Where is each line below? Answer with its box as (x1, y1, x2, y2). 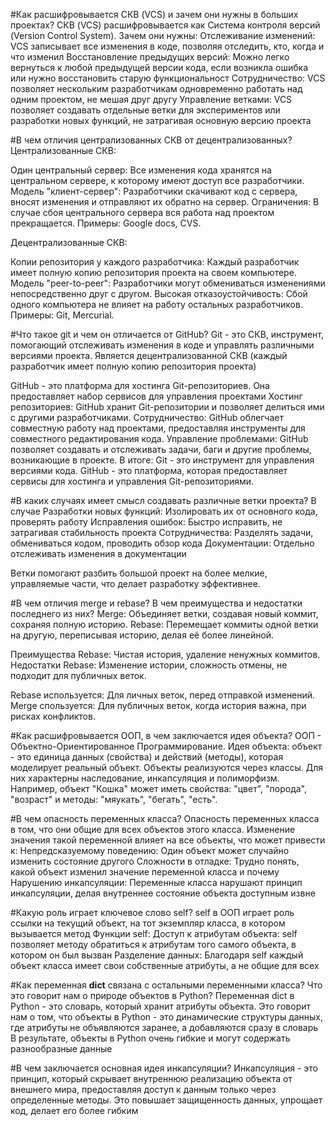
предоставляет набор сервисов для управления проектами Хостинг (10, 390, 303, 402)
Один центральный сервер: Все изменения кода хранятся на (10, 164, 272, 176)
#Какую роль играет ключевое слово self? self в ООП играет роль (10, 907, 295, 918)
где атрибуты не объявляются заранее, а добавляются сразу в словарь (10, 1022, 319, 1033)
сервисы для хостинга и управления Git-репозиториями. (10, 475, 255, 487)
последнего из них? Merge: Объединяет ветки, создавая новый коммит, (10, 608, 319, 619)
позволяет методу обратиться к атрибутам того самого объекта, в (10, 939, 297, 950)
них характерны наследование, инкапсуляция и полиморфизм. (10, 772, 280, 784)
